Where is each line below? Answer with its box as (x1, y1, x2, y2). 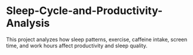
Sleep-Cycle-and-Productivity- (6, 4, 163, 18)
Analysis (6, 16, 50, 30)
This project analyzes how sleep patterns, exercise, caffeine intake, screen (6, 36, 188, 43)
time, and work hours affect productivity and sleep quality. (6, 42, 148, 49)
